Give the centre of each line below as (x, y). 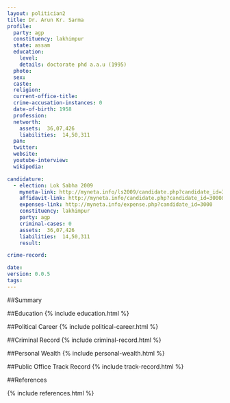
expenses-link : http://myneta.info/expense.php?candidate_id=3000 (116, 205)
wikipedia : (29, 166)
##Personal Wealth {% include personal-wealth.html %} (86, 353)
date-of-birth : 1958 (42, 109)
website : (26, 154)
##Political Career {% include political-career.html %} (83, 326)
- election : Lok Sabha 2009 (53, 185)
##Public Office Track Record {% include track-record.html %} (95, 366)
